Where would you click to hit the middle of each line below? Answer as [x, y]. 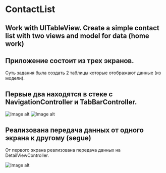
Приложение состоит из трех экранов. [70, 61]
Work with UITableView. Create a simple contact [82, 28]
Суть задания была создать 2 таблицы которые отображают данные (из [83, 73]
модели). [15, 78]
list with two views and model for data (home [77, 36]
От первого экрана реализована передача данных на [63, 150]
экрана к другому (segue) [48, 138]
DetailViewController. [27, 155]
